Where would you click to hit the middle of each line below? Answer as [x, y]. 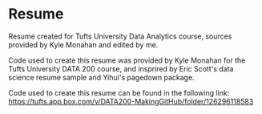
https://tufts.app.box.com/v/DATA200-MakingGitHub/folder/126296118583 [131, 101]
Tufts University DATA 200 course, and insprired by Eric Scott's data [121, 68]
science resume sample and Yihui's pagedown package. [101, 77]
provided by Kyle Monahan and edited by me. [83, 44]
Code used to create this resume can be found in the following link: [119, 92]
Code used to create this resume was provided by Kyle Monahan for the [127, 60]
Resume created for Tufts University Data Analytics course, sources [120, 36]
